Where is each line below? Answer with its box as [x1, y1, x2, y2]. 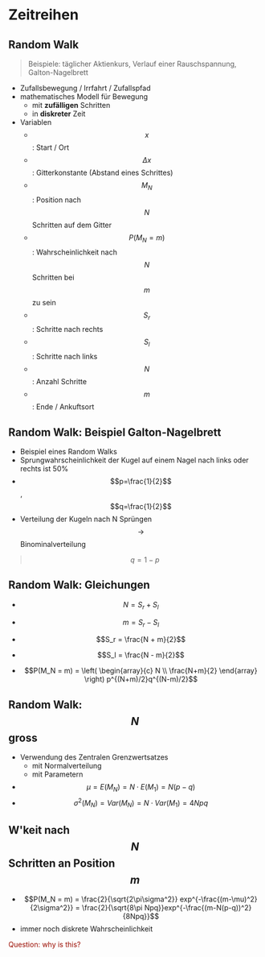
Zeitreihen [8, 6, 79, 24]
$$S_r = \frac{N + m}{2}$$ [96, 635, 186, 644]
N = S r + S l [123, 599, 159, 611]
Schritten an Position [8, 856, 116, 870]
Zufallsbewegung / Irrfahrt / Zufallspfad [19, 83, 151, 93]
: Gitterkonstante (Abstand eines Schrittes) [31, 168, 173, 177]
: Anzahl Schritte [31, 377, 87, 387]
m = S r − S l [122, 617, 160, 629]
